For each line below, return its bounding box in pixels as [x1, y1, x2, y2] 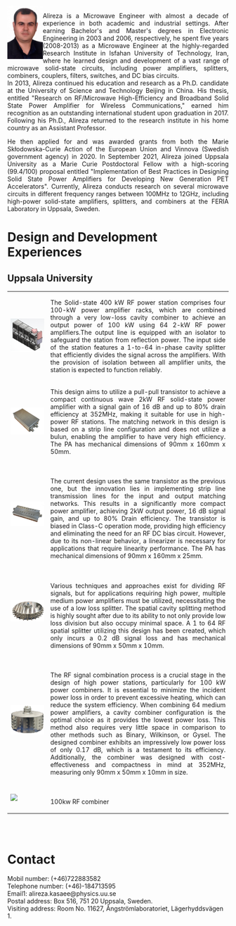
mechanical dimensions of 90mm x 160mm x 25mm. [50, 552, 204, 560]
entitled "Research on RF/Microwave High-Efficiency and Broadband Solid [7, 94, 229, 102]
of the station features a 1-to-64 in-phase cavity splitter [50, 343, 226, 351]
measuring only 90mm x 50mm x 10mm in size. [50, 768, 188, 776]
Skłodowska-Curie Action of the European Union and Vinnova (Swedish [7, 145, 229, 153]
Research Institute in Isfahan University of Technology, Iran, [42, 49, 229, 57]
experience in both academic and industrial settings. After [42, 19, 229, 27]
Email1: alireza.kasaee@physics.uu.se [7, 889, 117, 898]
